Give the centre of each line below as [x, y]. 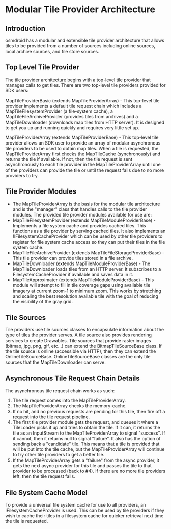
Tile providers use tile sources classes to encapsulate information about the [85, 330]
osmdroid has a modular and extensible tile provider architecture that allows [85, 40]
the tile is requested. [27, 521]
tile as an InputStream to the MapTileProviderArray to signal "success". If [89, 433]
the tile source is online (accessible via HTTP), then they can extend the [81, 351]
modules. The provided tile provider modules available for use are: [82, 214]
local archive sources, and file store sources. [52, 51]
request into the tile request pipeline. [51, 417]
